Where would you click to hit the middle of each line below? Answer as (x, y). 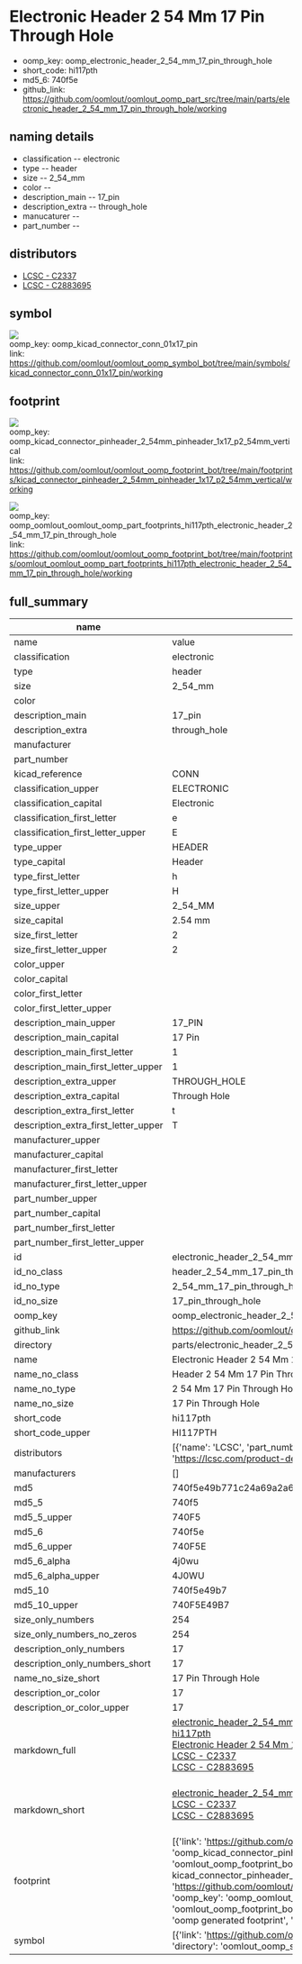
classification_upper (56, 788)
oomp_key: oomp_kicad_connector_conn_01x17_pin (104, 344)
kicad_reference (48, 774)
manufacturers (45, 1473)
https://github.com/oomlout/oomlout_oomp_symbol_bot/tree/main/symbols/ (150, 363)
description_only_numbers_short (82, 1664)
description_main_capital (67, 1037)
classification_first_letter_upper (80, 832)
